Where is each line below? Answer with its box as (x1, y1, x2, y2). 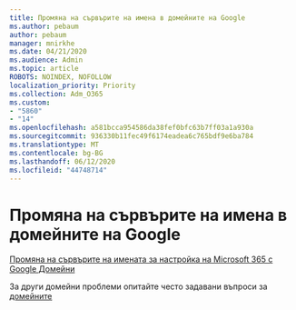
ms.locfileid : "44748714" (9, 165, 107, 175)
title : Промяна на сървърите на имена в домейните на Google (9, 13, 246, 23)
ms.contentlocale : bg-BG (9, 148, 104, 157)
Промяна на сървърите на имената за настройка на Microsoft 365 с (9, 254, 273, 265)
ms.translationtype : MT (9, 140, 100, 149)
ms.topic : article (9, 65, 79, 74)
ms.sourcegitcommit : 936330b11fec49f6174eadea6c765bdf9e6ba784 (9, 132, 254, 141)
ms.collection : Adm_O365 (9, 89, 104, 98)
